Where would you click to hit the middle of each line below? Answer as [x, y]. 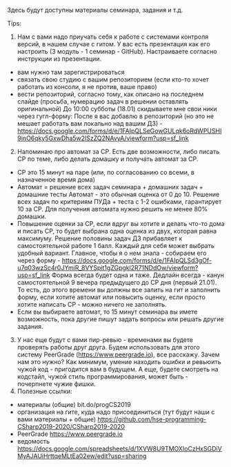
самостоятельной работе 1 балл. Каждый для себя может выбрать [116, 246]
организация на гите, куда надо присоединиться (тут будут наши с [116, 412]
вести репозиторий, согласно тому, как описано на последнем [110, 94]
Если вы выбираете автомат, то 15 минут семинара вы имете [107, 312]
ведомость [33, 441]
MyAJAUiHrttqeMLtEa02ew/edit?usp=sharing [82, 456]
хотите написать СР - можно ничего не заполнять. [92, 304]
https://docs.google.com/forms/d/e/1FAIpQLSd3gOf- [137, 260]
